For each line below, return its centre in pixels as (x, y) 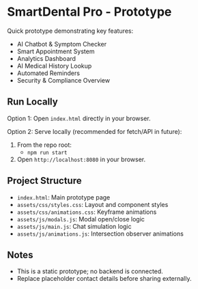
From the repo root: (44, 145)
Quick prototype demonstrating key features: (70, 31)
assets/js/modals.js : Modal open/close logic (81, 219)
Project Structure (44, 181)
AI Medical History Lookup (54, 66)
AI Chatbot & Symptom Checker (62, 44)
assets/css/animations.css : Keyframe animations (87, 212)
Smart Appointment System (56, 51)
